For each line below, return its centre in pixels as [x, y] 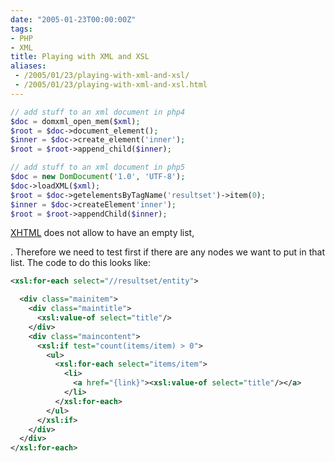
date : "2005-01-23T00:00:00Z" [73, 19]
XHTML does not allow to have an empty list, [102, 233]
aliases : [28, 66]
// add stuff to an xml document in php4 [98, 112]
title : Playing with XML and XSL [80, 57]
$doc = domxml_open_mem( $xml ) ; [75, 121]
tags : [21, 29]
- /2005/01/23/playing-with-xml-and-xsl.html [111, 85]
